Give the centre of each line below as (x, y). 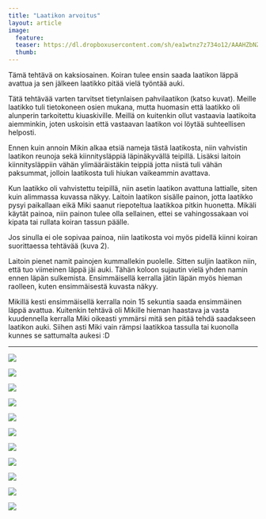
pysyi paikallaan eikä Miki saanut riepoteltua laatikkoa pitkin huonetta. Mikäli (133, 205)
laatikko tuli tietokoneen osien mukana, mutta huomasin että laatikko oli (124, 107)
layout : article (35, 23)
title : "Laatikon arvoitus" (55, 15)
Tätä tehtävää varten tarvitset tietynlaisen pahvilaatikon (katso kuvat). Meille (132, 99)
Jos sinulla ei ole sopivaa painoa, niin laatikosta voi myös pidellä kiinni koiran (133, 237)
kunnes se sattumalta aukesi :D (59, 335)
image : (19, 30)
